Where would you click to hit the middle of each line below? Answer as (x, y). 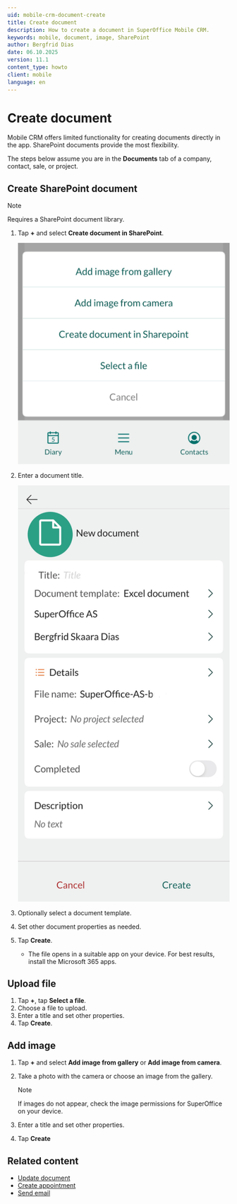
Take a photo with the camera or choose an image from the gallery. (115, 1077)
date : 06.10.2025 (33, 52)
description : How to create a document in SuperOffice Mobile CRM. (109, 30)
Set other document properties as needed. (79, 927)
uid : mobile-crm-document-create (56, 15)
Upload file (32, 984)
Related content (43, 1161)
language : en (26, 82)
